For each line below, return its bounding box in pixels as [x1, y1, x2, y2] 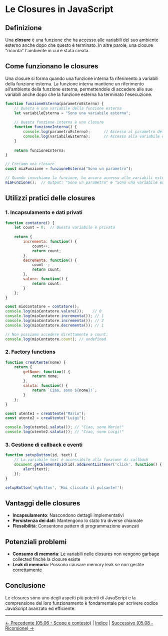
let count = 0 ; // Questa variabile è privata [14, 225, 115, 230]
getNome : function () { [23, 369, 70, 374]
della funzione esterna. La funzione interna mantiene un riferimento [5, 80, 144, 86]
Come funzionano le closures [5, 62, 98, 71]
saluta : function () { [23, 383, 68, 388]
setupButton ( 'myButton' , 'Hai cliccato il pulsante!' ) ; [5, 485, 124, 490]
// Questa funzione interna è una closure [14, 120, 104, 125]
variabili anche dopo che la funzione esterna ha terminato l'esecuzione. [5, 91, 152, 97]
